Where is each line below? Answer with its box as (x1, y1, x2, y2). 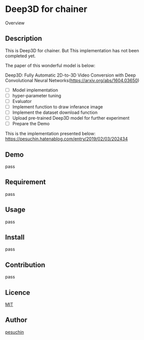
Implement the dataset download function (12, 109, 98, 115)
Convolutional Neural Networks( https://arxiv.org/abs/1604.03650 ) (5, 77, 140, 83)
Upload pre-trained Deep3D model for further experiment (12, 115, 130, 121)
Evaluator (12, 98, 32, 104)
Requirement (5, 178, 46, 186)
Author (5, 316, 27, 324)
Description (5, 34, 42, 43)
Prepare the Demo (12, 121, 50, 127)
